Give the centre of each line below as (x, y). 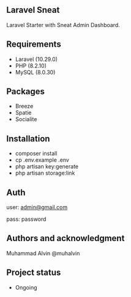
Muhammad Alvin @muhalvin (43, 253)
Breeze (24, 106)
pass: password (26, 219)
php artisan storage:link (45, 173)
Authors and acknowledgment (65, 238)
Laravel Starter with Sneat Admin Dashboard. (63, 25)
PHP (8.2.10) (31, 65)
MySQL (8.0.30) (35, 72)
